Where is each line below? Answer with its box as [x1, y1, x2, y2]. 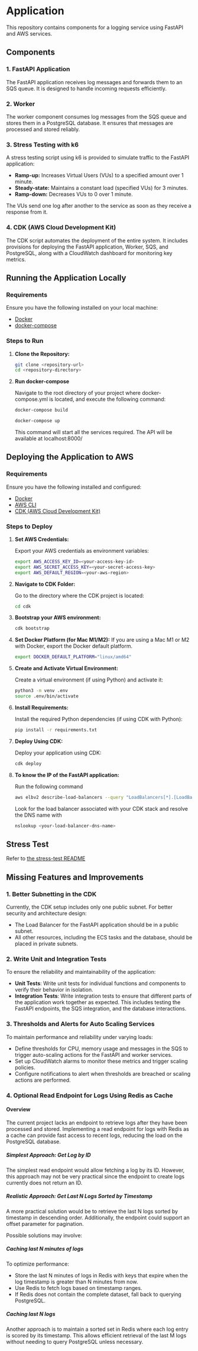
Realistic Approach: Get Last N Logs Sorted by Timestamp [6, 1193, 152, 1200]
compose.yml [14, 396, 48, 403]
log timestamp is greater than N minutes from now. [14, 1278, 138, 1285]
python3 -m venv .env [14, 688, 69, 694]
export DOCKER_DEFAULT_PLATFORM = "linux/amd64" [14, 654, 132, 660]
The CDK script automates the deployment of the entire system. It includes [6, 237, 188, 244]
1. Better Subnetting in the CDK [6, 890, 97, 898]
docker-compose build [14, 407, 68, 413]
